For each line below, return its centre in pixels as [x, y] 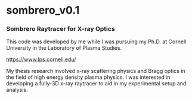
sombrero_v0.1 [43, 10]
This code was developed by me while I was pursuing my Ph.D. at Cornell [96, 41]
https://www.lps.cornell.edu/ [41, 59]
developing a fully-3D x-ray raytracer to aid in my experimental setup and [96, 84]
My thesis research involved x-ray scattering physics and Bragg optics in [96, 71]
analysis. [17, 90]
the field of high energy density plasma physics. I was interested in [88, 77]
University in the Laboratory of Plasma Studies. [64, 48]
